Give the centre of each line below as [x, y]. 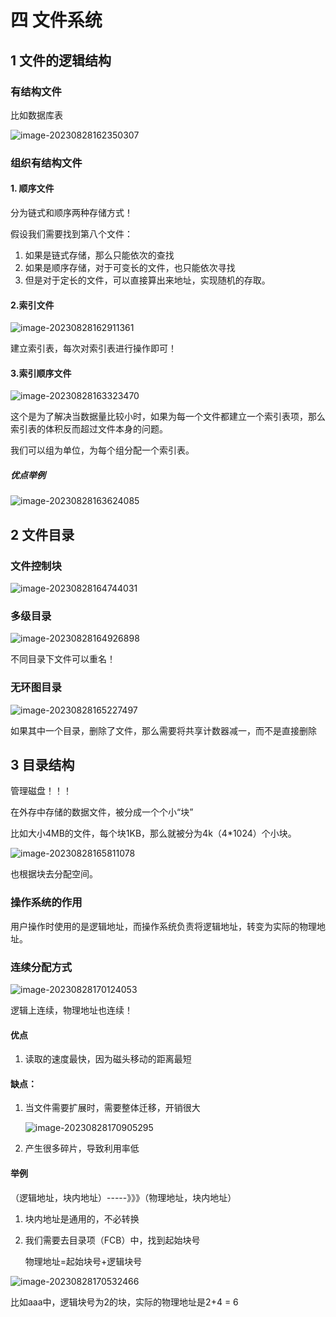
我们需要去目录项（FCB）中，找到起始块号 [112, 1240]
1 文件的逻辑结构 [61, 60]
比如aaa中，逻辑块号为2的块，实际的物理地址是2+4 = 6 [124, 1302]
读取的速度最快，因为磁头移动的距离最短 [108, 1059]
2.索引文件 [32, 305]
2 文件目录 [42, 534]
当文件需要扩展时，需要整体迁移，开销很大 [112, 1108]
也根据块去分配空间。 [54, 874]
